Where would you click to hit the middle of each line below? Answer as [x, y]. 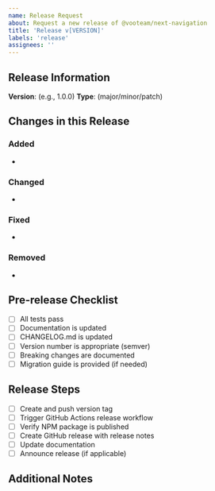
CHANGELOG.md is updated [66, 337]
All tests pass [42, 319]
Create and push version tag [66, 408]
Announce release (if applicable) [73, 453]
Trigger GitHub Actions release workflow [86, 417]
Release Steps [44, 390]
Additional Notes [51, 479]
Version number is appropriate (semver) [85, 346]
